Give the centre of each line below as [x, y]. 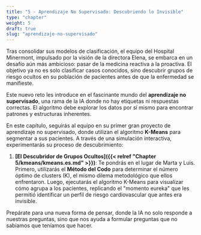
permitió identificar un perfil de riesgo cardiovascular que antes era [98, 195]
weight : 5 [19, 23]
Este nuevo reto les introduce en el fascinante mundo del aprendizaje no [96, 95]
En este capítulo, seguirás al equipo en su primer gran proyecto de [88, 126]
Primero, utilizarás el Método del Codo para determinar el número [96, 169]
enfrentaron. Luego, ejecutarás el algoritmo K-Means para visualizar [99, 182]
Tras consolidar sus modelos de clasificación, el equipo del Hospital [90, 51]
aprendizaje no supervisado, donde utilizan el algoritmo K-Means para [94, 132]
